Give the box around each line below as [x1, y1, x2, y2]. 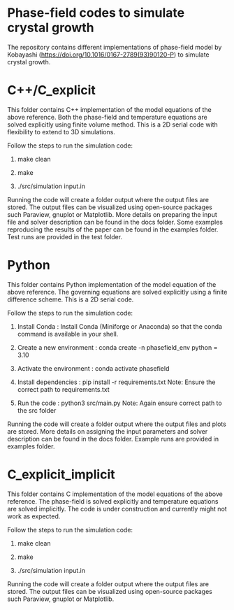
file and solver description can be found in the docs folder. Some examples [7, 218, 224, 226]
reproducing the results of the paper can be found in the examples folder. [7, 225, 219, 234]
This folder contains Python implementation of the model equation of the [7, 280, 217, 288]
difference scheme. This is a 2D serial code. [7, 295, 134, 304]
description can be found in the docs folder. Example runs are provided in [7, 434, 219, 443]
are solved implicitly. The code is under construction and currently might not [7, 504, 227, 513]
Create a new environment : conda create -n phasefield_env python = [17, 343, 218, 351]
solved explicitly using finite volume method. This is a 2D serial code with [7, 120, 218, 129]
